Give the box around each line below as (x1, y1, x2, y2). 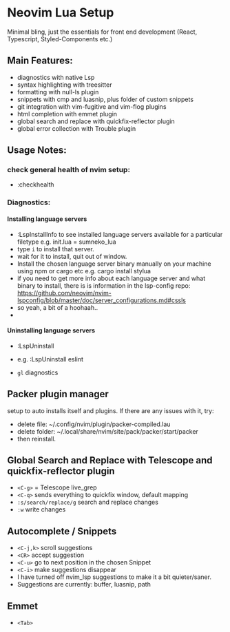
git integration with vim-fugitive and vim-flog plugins (17, 102, 167, 111)
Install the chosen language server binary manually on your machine (17, 260, 211, 268)
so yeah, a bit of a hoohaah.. (17, 303, 98, 311)
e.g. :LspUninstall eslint (17, 355, 84, 363)
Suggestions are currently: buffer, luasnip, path (17, 580, 151, 589)
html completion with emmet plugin (17, 109, 118, 118)
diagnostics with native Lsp (17, 73, 95, 81)
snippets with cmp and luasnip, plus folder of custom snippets (17, 95, 194, 103)
